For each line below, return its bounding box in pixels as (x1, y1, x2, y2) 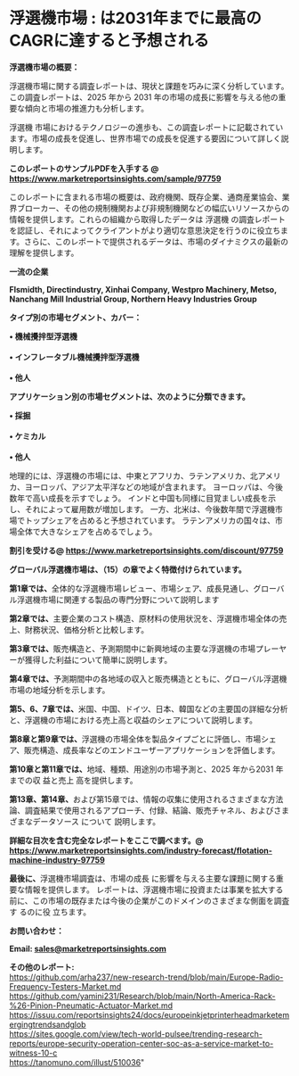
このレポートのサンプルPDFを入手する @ (9, 162, 159, 174)
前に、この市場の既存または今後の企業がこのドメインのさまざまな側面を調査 (9, 895, 290, 906)
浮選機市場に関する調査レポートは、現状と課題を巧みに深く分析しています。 (9, 80, 289, 91)
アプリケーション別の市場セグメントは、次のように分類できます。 (9, 391, 251, 401)
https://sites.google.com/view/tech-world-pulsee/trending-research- (9, 1028, 263, 1039)
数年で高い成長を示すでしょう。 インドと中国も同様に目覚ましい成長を (9, 492, 269, 503)
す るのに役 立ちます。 (9, 906, 92, 917)
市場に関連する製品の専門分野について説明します (39, 594, 220, 605)
